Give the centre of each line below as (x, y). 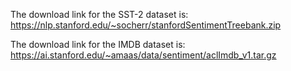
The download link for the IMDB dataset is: (98, 44)
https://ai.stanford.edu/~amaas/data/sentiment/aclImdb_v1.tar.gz (143, 55)
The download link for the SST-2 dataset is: (99, 14)
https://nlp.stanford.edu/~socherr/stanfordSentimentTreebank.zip (146, 25)
